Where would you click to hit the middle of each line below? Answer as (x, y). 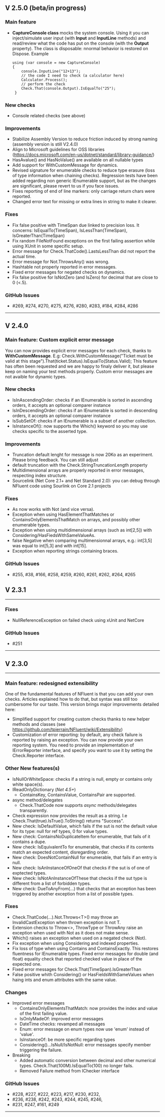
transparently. (34, 810)
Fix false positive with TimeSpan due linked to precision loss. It (76, 225)
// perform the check (43, 84)
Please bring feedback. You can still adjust (55, 460)
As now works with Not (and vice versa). (53, 509)
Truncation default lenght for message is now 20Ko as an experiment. (83, 455)
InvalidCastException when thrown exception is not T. (67, 922)
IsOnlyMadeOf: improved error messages (61, 1019)
